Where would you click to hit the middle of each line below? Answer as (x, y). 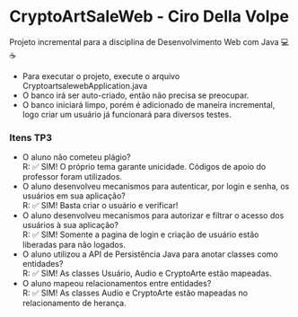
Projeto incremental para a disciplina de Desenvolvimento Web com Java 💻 (149, 41)
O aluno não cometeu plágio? (77, 157)
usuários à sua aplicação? (70, 225)
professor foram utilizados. (72, 177)
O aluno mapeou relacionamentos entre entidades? (117, 284)
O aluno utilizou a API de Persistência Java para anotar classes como (150, 254)
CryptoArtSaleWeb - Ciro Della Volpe (149, 17)
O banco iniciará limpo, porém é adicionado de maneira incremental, (149, 104)
